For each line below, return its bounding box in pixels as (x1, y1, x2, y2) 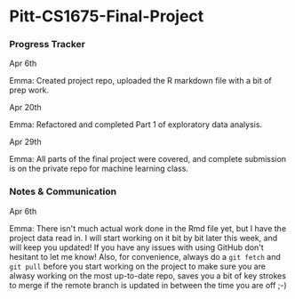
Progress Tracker (9, 38, 86, 51)
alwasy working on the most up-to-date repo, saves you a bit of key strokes (9, 270, 287, 281)
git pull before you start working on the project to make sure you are (9, 261, 267, 271)
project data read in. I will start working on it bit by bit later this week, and (9, 232, 278, 243)
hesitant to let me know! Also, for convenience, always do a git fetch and (9, 251, 282, 262)
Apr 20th (9, 102, 42, 113)
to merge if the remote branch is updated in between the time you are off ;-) (9, 279, 287, 290)
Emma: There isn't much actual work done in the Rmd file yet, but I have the (9, 222, 287, 233)
